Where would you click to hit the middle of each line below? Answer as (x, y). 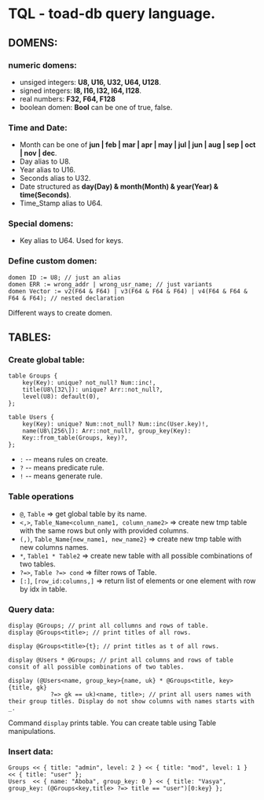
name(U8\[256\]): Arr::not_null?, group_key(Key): (107, 431)
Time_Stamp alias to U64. (61, 203)
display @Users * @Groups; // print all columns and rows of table (121, 660)
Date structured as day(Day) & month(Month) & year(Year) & (119, 186)
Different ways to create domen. (60, 312)
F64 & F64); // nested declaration (66, 298)
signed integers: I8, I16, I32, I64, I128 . (81, 90)
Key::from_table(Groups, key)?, (75, 438)
